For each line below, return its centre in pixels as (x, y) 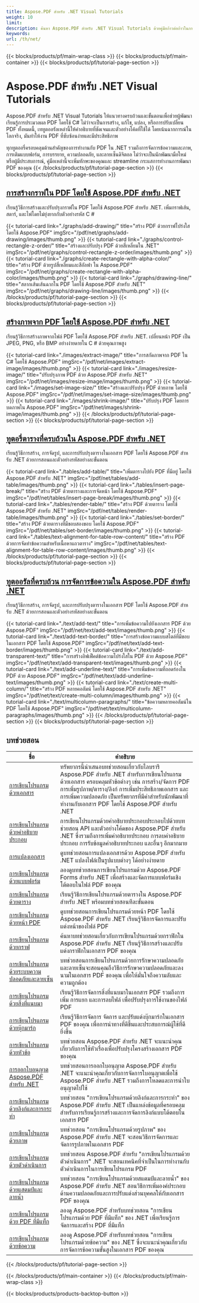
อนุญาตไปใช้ (74, 1088)
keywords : (18, 34)
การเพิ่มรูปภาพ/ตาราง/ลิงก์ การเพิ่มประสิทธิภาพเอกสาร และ (124, 789)
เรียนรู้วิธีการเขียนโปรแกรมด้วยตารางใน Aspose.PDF (121, 894)
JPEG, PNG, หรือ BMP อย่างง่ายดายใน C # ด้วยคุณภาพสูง (66, 343)
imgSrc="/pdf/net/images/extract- (104, 361)
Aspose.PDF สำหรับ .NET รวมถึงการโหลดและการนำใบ (125, 1080)
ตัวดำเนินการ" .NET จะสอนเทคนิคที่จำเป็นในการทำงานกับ (125, 1161)
